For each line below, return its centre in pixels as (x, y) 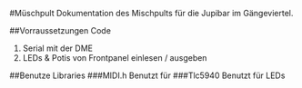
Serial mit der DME (58, 48)
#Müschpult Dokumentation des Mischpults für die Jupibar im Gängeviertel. (151, 13)
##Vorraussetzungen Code (60, 30)
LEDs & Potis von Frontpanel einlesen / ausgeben (115, 58)
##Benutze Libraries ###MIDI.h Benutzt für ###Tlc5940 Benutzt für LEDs (147, 75)
